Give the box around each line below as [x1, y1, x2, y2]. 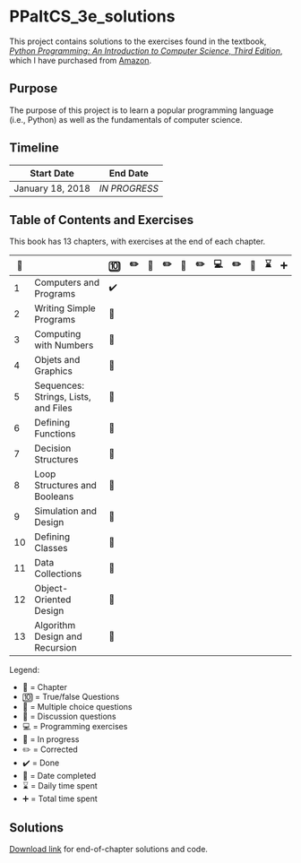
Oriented [34, 593, 72, 606]
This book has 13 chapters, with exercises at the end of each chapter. [9, 236, 266, 247]
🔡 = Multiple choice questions [21, 702, 133, 712]
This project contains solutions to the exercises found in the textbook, [9, 36, 267, 47]
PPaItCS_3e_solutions [9, 6, 176, 27]
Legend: [9, 665, 40, 676]
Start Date [30, 167, 74, 179]
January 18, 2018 [13, 182, 91, 194]
